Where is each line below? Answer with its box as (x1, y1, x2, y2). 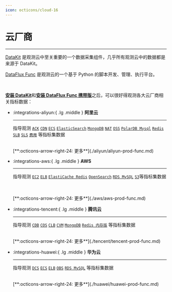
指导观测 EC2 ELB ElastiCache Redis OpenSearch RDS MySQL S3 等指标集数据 (12, 173, 166, 179)
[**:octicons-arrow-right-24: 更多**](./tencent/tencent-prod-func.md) (12, 238, 161, 244)
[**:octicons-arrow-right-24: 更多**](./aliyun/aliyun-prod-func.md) (12, 148, 154, 154)
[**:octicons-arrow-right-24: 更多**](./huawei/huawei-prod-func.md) (12, 281, 159, 287)
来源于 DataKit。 (5, 60, 40, 67)
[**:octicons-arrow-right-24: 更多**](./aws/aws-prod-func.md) (12, 195, 146, 201)
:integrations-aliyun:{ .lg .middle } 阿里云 (12, 109, 98, 115)
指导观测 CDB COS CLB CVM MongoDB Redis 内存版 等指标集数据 (12, 221, 136, 228)
